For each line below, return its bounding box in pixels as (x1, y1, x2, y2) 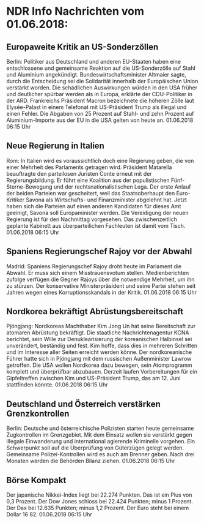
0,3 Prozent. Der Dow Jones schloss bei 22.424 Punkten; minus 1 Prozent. (6, 498, 194, 505)
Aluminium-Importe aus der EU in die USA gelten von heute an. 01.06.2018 (6, 116, 194, 124)
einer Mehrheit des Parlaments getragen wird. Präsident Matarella (6, 164, 172, 171)
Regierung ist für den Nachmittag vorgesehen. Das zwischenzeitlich (6, 216, 178, 223)
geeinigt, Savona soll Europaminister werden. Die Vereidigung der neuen (6, 209, 189, 216)
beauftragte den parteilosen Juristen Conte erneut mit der (6, 170, 152, 177)
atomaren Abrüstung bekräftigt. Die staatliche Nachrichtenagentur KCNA (6, 329, 189, 336)
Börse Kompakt (6, 475, 67, 485)
